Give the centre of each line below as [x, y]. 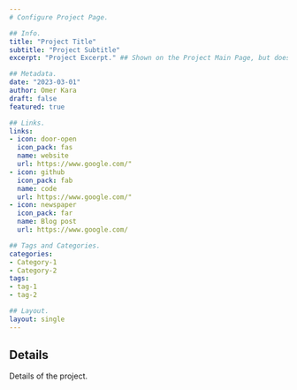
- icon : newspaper [43, 205]
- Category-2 [33, 271]
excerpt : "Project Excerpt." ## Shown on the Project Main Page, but [140, 58]
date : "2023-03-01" [45, 82]
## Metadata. [33, 74]
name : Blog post [47, 222]
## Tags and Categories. [55, 245]
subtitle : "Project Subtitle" [65, 50]
